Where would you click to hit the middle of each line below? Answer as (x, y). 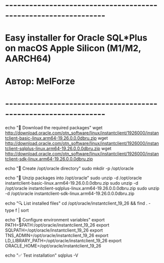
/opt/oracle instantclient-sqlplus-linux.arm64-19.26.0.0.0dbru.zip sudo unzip (82, 188)
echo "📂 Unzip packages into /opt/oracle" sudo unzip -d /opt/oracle (73, 178)
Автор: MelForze (40, 81)
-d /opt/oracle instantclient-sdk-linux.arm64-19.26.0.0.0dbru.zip (70, 193)
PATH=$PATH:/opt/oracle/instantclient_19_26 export (57, 225)
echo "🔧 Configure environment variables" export (55, 219)
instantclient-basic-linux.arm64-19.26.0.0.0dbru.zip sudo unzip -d (72, 183)
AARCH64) (28, 59)
